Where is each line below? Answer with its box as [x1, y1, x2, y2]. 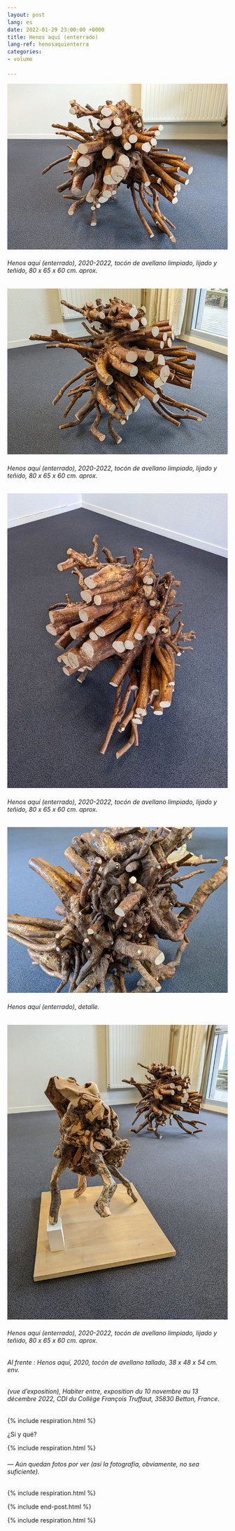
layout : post [7, 11, 45, 18]
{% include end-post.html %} [7, 1502, 92, 1511]
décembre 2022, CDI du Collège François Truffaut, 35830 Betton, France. [7, 1395, 220, 1403]
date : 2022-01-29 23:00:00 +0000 [7, 26, 105, 33]
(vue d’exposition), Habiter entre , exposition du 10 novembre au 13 [7, 1387, 199, 1396]
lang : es [7, 18, 33, 26]
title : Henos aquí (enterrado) [7, 34, 99, 41]
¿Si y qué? [7, 1430, 37, 1438]
